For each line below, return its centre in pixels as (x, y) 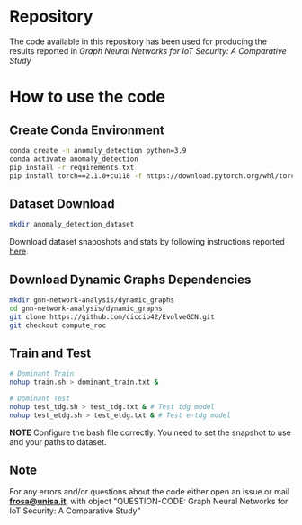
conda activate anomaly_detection (74, 159)
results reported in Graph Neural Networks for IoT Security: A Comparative (148, 50)
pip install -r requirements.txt (72, 167)
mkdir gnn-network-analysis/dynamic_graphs (92, 300)
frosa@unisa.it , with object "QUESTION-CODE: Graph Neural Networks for (149, 502)
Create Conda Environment (87, 130)
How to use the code (88, 97)
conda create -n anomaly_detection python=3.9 (98, 150)
